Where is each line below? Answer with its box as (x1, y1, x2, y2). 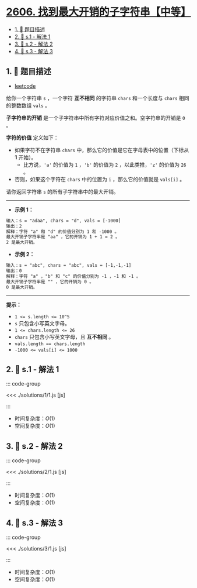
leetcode (14, 82, 36, 90)
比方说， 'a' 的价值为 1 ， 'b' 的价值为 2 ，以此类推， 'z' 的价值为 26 (23, 161, 187, 168)
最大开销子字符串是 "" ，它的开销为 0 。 (6, 278, 94, 284)
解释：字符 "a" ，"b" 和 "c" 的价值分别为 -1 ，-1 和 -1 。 (6, 273, 141, 279)
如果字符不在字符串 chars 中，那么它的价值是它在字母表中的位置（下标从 (14, 146, 189, 153)
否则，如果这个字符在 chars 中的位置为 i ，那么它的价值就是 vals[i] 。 (14, 176, 185, 183)
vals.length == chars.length (14, 341, 86, 347)
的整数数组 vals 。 (6, 102, 51, 109)
